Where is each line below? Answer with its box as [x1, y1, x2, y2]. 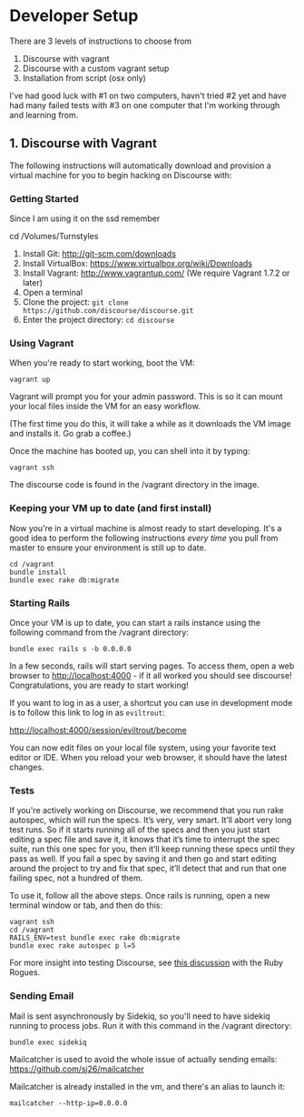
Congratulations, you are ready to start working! [9, 679, 189, 690]
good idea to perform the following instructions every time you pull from [9, 532, 279, 543]
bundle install [9, 568, 67, 577]
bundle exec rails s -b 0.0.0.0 [9, 644, 132, 653]
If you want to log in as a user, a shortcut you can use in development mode [9, 697, 293, 708]
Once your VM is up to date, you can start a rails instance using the [9, 617, 261, 628]
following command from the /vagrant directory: [9, 627, 189, 638]
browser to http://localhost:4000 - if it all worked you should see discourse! [9, 669, 292, 680]
